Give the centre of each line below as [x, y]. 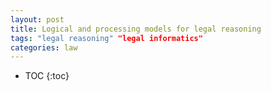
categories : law [44, 47]
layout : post [37, 19]
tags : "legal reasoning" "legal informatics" [106, 38]
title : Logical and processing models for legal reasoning [136, 29]
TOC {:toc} [47, 76]
